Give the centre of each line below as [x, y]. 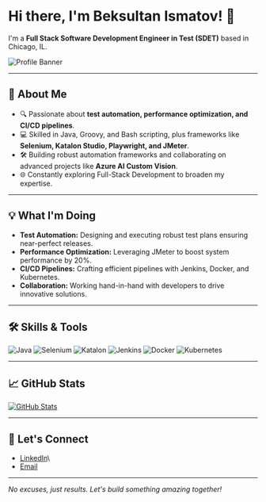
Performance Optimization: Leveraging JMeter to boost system [124, 251]
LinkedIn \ [34, 458]
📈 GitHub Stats [47, 383]
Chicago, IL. [28, 46]
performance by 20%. [56, 260]
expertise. [36, 183]
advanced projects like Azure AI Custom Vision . [99, 166]
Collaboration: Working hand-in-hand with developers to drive [122, 285]
